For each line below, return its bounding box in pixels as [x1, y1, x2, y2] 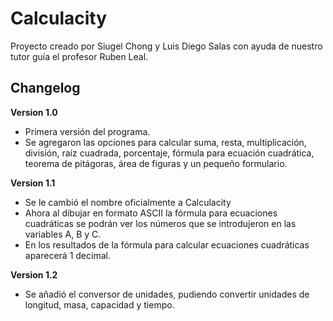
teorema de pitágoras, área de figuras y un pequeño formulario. [24, 157, 288, 169]
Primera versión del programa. [24, 125, 151, 137]
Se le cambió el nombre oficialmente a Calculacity [24, 196, 232, 208]
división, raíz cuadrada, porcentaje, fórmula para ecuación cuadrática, [24, 147, 315, 159]
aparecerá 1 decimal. [24, 249, 111, 261]
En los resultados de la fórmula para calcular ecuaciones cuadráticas [24, 238, 310, 251]
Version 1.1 [10, 177, 56, 189]
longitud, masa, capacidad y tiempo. [24, 298, 175, 311]
